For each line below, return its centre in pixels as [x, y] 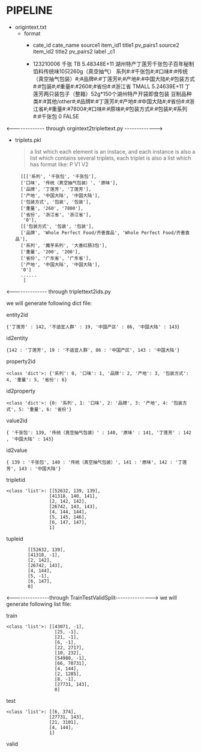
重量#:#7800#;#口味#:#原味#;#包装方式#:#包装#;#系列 [120, 109]
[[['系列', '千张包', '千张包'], [59, 176]
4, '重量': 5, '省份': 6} [37, 380]
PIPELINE [29, 11]
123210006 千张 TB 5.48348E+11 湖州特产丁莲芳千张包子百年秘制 [113, 64]
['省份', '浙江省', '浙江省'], [56, 215]
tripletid [16, 480]
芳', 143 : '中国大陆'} [34, 469]
